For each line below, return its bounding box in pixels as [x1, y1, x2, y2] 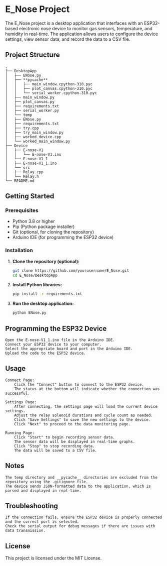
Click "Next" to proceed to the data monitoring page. [14, 421, 131, 426]
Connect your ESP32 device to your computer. [5, 342, 101, 347]
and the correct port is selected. [5, 519, 79, 524]
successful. [5, 391, 30, 396]
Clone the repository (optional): [12, 258, 80, 264]
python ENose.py [12, 310, 46, 315]
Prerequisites [5, 207, 38, 214]
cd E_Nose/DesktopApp [12, 273, 57, 278]
